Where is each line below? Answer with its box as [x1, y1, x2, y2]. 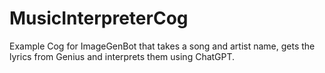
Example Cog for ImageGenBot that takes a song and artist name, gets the [9, 40, 316, 52]
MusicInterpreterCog [9, 7, 189, 30]
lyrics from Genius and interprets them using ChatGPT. [9, 50, 236, 62]
